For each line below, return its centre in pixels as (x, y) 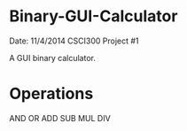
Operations (51, 94)
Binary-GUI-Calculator (93, 16)
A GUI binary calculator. (52, 58)
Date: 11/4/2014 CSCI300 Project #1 (74, 41)
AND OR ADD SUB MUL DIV (60, 118)
